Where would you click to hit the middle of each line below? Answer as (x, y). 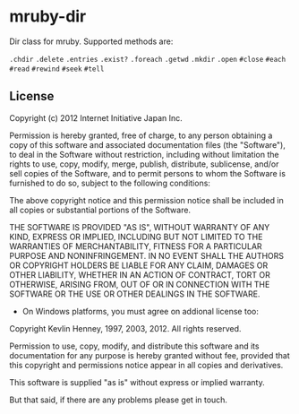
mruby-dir (48, 17)
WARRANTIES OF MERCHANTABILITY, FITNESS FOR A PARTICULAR (136, 246)
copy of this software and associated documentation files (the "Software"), (148, 144)
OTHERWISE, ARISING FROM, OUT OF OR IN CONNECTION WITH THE (140, 284)
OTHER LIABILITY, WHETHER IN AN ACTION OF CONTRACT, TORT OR (140, 274)
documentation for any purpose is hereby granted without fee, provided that (149, 355)
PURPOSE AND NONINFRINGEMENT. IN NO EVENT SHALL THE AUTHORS (147, 255)
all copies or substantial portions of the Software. (100, 210)
